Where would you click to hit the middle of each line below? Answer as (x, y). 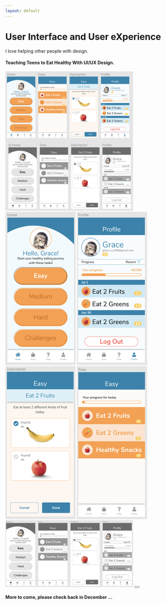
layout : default (22, 11)
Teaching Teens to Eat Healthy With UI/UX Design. (60, 63)
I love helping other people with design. (47, 51)
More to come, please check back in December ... (59, 597)
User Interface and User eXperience (83, 37)
